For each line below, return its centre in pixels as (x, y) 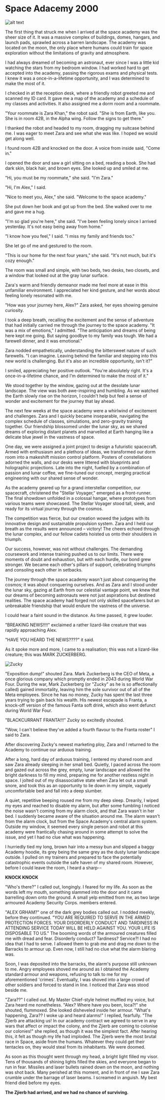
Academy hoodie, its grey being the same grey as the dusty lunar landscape (82, 852)
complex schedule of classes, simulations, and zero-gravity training (74, 421)
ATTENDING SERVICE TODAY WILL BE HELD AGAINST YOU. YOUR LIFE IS (81, 928)
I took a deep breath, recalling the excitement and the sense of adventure (80, 320)
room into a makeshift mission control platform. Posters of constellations (79, 457)
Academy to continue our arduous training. (49, 749)
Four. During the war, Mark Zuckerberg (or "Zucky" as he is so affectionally (81, 684)
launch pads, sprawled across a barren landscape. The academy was (76, 42)
